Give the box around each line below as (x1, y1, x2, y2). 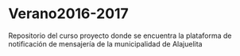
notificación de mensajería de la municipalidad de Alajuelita (8, 39, 203, 48)
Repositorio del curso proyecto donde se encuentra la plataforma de (8, 31, 232, 40)
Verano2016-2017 (8, 5, 129, 23)
